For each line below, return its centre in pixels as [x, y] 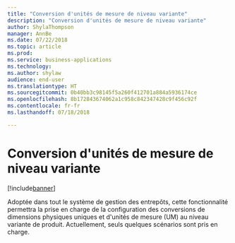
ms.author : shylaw [34, 73]
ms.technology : [30, 66]
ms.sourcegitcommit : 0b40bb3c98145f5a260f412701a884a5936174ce [102, 93]
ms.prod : [20, 54]
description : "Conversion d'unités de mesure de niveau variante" [107, 20]
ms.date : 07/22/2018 [38, 40]
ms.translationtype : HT [42, 86]
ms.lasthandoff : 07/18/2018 [49, 112]
